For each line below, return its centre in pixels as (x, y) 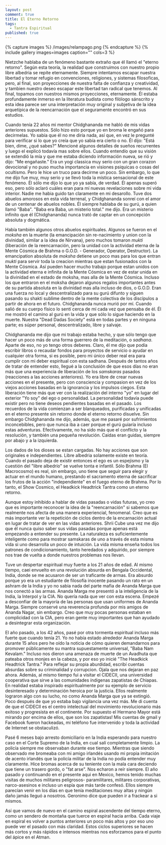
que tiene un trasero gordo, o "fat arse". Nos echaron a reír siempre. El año (82, 769)
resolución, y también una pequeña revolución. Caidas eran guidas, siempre (83, 435)
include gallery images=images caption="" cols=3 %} (60, 52)
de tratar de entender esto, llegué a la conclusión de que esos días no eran (82, 366)
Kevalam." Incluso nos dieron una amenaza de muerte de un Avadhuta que (81, 654)
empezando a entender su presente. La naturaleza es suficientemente (77, 534)
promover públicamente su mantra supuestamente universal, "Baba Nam (79, 648)
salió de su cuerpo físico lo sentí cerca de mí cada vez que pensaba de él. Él (83, 309)
